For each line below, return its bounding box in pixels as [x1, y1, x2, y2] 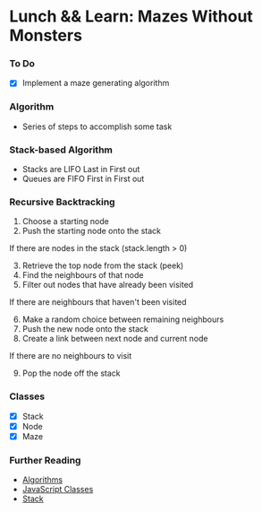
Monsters [9, 25, 83, 46]
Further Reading [9, 454, 81, 466]
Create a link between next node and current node [21, 334, 208, 344]
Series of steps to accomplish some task [21, 121, 173, 132]
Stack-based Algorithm [9, 143, 114, 156]
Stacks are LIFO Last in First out [21, 164, 140, 175]
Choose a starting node [21, 216, 109, 227]
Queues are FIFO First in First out [21, 173, 145, 185]
